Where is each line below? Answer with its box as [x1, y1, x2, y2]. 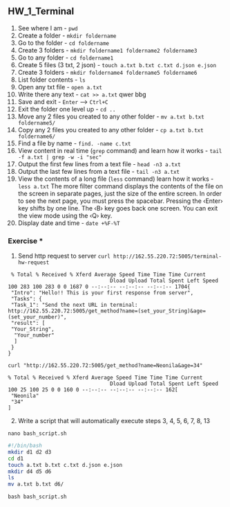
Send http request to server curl [17, 252, 111, 260]
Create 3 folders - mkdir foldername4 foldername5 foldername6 [17, 68, 198, 76]
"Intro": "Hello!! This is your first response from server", [10, 290, 194, 296]
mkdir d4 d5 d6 [8, 468, 52, 475]
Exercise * [8, 235, 44, 245]
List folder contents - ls [17, 75, 86, 84]
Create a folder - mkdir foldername [17, 31, 117, 39]
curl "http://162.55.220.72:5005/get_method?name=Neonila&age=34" [8, 362, 203, 369]
